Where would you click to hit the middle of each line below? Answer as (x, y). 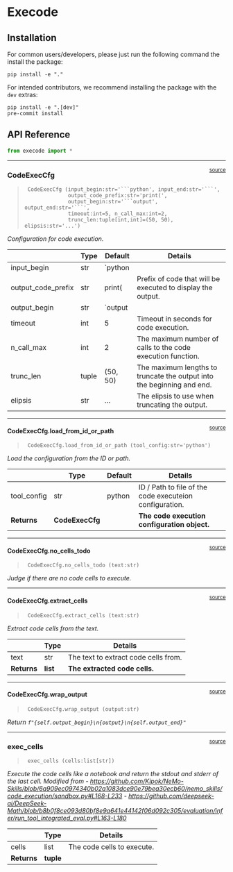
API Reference (39, 135)
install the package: (35, 62)
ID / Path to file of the (173, 487)
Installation (32, 38)
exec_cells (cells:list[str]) (71, 761)
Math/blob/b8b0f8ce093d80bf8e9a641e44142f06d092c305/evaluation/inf (115, 811)
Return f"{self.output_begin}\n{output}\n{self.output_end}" (97, 722)
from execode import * (40, 151)
